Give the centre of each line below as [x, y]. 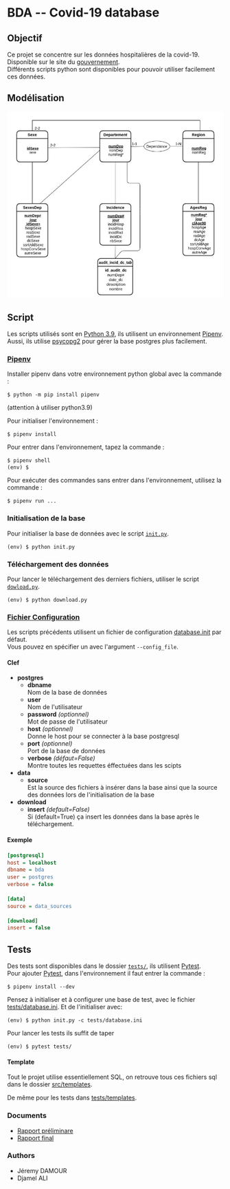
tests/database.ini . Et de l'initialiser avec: [65, 1007]
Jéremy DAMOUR [42, 1170]
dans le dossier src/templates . [50, 1084]
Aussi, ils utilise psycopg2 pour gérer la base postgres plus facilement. [107, 341]
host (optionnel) [50, 729]
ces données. [26, 76]
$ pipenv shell [29, 461]
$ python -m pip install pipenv [53, 395]
